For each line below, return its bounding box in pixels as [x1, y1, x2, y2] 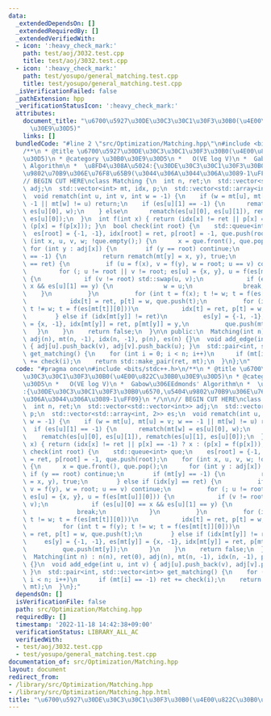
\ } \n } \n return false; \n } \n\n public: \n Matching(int [23, 327, 254, 335]
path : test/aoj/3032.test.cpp [23, 49, 125, 57]
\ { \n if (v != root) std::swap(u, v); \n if [23, 275, 254, 283]
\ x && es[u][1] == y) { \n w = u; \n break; [23, 282, 265, 291]
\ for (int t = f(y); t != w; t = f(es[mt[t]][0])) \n [23, 523, 240, 531]
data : [8, 11, 27, 20]
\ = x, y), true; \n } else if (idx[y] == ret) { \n [23, 478, 222, 486]
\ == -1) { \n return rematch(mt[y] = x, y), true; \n [23, 252, 236, 260]
